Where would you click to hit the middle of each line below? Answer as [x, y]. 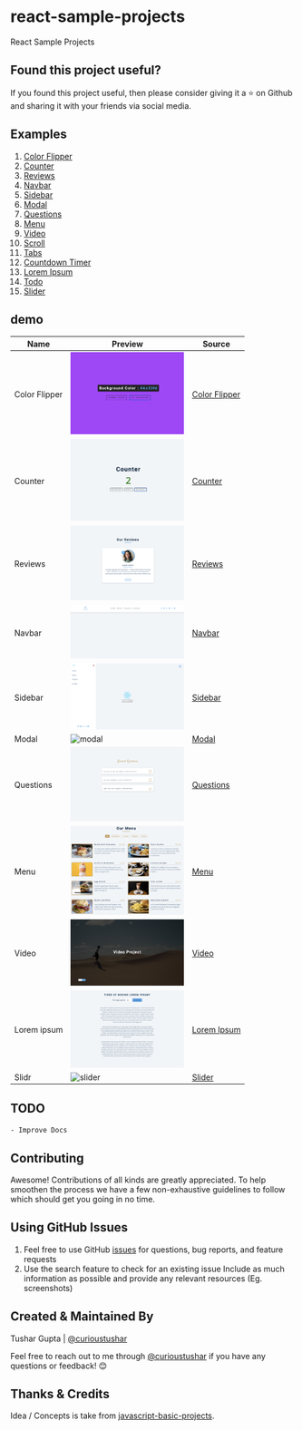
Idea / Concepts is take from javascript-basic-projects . [112, 1415]
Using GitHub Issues [69, 1227]
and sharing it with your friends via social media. [101, 105]
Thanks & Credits [60, 1394]
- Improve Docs [39, 1131]
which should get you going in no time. [83, 1199]
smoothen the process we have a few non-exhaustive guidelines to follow [148, 1189]
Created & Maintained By [82, 1317]
